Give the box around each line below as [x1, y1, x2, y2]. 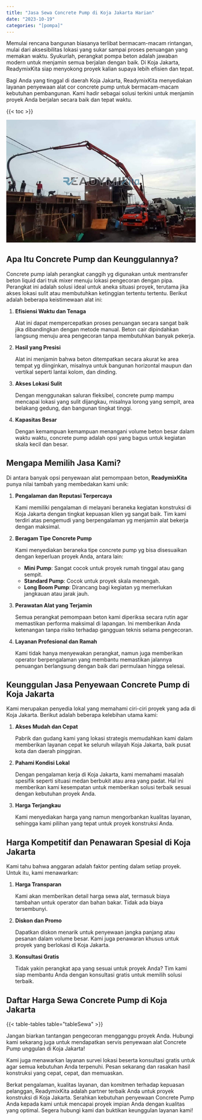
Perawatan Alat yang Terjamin [14, 601, 92, 608]
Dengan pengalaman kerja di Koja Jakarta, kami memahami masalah [14, 771, 185, 778]
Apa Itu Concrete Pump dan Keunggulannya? [6, 254, 179, 264]
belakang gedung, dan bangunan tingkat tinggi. [14, 404, 132, 411]
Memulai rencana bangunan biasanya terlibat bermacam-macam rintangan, [6, 40, 194, 47]
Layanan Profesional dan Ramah [14, 637, 97, 645]
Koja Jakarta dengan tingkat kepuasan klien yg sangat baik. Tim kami [14, 510, 186, 518]
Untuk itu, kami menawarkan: [6, 869, 79, 877]
